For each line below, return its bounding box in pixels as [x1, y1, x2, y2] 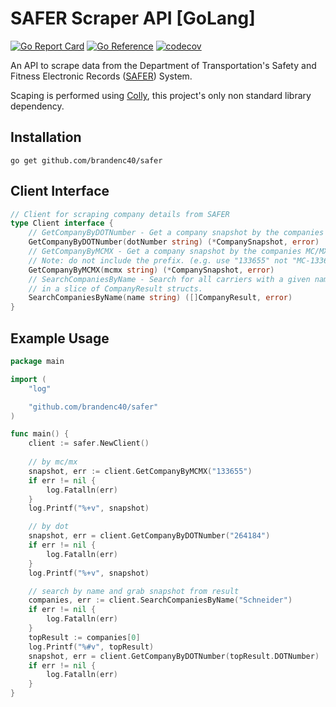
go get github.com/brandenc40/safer [10, 155, 163, 166]
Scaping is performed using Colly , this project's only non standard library [10, 89, 312, 101]
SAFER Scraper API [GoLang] [10, 7, 256, 30]
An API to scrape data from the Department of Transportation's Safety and [10, 59, 317, 71]
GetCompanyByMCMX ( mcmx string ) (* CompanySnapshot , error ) [28, 265, 275, 275]
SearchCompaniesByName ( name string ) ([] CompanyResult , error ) [28, 293, 293, 303]
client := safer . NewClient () [28, 438, 150, 449]
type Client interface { [10, 218, 114, 229]
